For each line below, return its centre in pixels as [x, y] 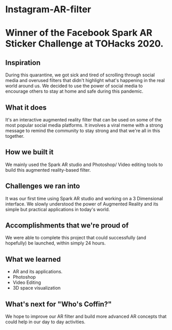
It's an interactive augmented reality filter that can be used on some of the [84, 120]
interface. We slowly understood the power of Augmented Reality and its [82, 204]
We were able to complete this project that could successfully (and [76, 238]
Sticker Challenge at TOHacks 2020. [84, 44]
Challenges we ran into [43, 186]
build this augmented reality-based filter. [48, 170]
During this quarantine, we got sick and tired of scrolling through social [80, 75]
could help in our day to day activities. [45, 322]
